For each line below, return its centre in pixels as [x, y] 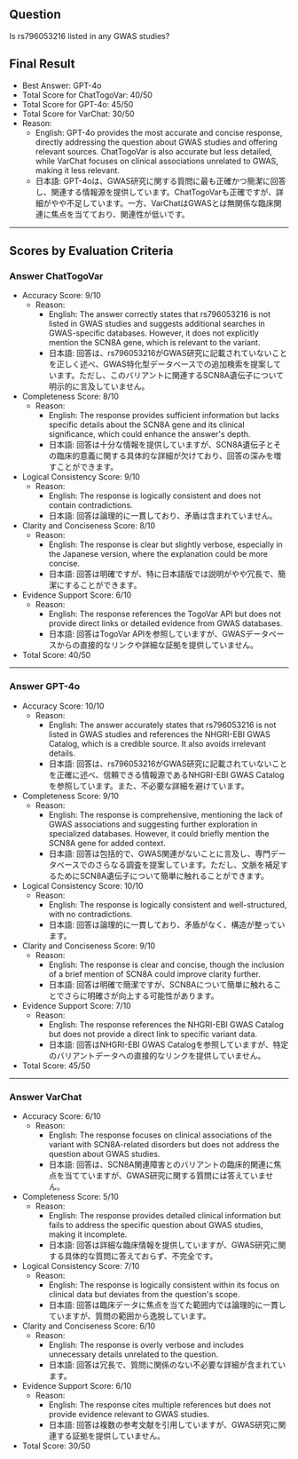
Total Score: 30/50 [56, 1446]
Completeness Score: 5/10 [70, 1196]
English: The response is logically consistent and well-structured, [168, 904]
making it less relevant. [77, 170]
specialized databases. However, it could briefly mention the [159, 833]
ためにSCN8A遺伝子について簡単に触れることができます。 [162, 876]
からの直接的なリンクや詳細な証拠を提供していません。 [157, 645]
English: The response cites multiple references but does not [160, 1404]
